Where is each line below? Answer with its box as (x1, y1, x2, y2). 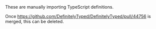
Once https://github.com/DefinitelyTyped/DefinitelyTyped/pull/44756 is (5, 14, 151, 19)
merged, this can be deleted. (5, 19, 64, 24)
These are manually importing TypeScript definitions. (5, 4, 114, 10)
